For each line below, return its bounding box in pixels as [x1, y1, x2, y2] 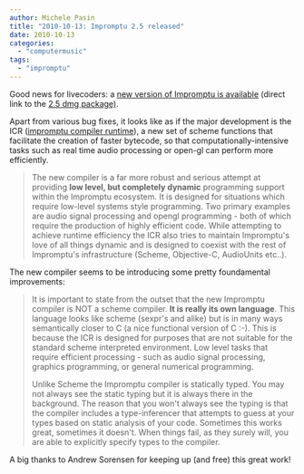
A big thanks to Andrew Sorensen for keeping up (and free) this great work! [9, 454, 291, 465]
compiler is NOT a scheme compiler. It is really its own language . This [31, 303, 296, 314]
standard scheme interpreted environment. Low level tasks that [31, 342, 269, 353]
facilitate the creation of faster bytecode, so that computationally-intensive [9, 135, 289, 146]
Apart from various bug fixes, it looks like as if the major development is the [9, 115, 292, 127]
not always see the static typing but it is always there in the [31, 388, 253, 399]
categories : [9, 38, 54, 48]
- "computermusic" [17, 47, 88, 56]
